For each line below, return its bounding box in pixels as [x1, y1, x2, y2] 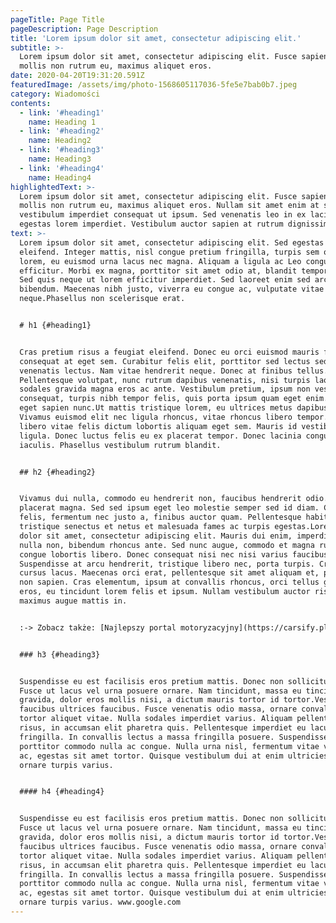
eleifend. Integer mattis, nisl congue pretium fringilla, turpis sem [19, 247, 320, 257]
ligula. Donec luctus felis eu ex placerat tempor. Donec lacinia [19, 431, 302, 441]
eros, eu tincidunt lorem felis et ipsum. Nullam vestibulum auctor [19, 587, 311, 597]
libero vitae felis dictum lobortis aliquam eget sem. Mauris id [19, 421, 298, 431]
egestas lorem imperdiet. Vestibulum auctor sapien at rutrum [19, 219, 284, 230]
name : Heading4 [28, 172, 92, 183]
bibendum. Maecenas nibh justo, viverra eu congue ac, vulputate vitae [19, 284, 325, 295]
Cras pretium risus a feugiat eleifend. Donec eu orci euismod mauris [19, 347, 320, 357]
